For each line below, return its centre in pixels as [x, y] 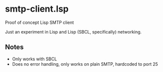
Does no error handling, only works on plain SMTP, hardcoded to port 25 [85, 64]
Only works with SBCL [35, 59]
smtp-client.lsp [37, 9]
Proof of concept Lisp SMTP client [39, 22]
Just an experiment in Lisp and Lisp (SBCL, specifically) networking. [73, 32]
